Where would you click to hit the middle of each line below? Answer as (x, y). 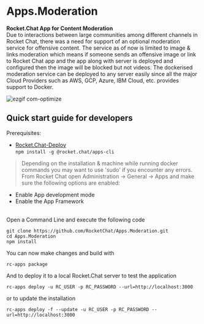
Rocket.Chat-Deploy (40, 145)
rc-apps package (27, 264)
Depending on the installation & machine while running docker (100, 163)
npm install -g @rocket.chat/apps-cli (65, 152)
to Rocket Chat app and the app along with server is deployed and (90, 61)
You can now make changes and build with (60, 253)
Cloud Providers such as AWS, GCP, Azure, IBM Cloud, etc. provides (93, 80)
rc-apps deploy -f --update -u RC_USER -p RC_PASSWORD (78, 309)
